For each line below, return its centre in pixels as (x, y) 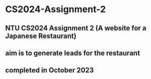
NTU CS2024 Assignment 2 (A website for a (76, 28)
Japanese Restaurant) (41, 36)
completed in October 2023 (50, 70)
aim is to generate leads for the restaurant (73, 53)
